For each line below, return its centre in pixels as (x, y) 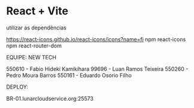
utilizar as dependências (37, 28)
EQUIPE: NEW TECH (31, 57)
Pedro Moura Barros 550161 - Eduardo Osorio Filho (69, 75)
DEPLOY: (17, 87)
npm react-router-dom (34, 46)
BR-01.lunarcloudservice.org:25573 (50, 98)
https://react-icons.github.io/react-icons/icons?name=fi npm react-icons (96, 39)
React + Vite (37, 11)
